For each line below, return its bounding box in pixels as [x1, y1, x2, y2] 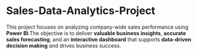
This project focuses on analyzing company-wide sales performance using [6, 23, 189, 30]
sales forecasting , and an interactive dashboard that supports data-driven [6, 36, 192, 43]
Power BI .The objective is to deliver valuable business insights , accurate [6, 29, 186, 36]
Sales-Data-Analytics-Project [6, 4, 156, 18]
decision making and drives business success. [6, 42, 121, 49]
